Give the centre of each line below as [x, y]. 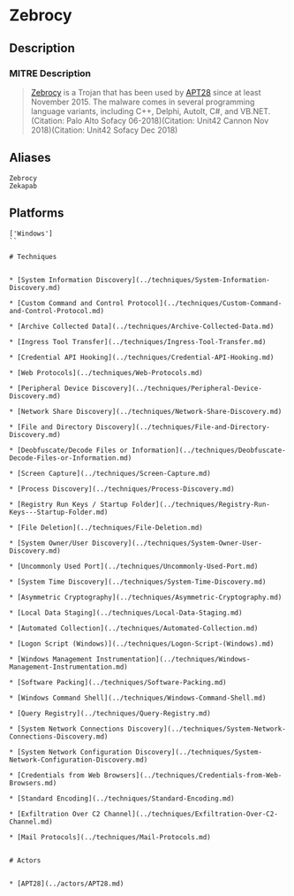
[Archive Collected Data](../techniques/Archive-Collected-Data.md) [146, 326]
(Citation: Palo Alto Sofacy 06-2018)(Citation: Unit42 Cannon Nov [150, 120]
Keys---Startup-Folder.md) [59, 512]
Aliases [30, 158]
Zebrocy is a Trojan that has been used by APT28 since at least [146, 92]
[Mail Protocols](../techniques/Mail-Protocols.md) [114, 837]
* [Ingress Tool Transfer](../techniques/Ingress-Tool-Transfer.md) [138, 341]
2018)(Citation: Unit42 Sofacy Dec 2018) [104, 130]
